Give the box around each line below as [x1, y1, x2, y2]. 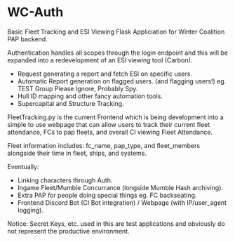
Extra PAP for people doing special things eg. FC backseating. [17, 191, 197, 199]
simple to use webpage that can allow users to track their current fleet [7, 120, 210, 128]
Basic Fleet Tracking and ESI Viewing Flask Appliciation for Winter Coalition [7, 27, 225, 36]
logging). [17, 206, 44, 214]
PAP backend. [7, 34, 48, 43]
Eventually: [7, 162, 39, 170]
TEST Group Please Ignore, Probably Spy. [17, 84, 138, 93]
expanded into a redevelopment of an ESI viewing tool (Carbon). [7, 55, 193, 64]
